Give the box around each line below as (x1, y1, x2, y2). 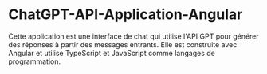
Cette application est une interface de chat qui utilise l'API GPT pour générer (8, 31, 259, 41)
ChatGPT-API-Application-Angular (8, 6, 243, 24)
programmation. (8, 57, 61, 66)
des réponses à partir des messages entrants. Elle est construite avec (8, 39, 238, 49)
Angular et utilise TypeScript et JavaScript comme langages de (8, 48, 215, 57)
